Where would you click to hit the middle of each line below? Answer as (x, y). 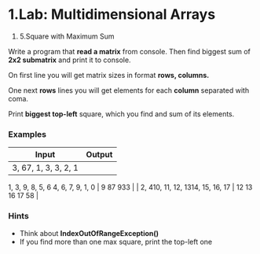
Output (99, 155)
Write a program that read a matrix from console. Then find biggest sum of (130, 51)
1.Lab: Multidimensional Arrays (112, 15)
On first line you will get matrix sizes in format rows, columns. (109, 75)
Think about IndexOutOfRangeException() (89, 233)
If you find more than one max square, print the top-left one (116, 241)
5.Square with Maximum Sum (67, 36)
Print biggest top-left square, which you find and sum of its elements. (121, 114)
